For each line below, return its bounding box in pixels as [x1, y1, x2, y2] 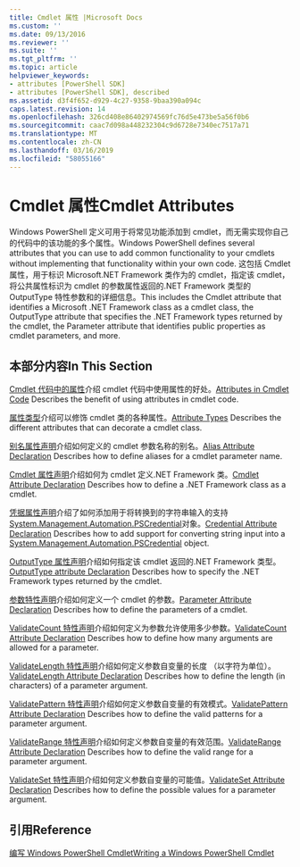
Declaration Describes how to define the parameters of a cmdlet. [9, 604, 248, 615]
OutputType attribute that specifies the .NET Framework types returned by [9, 312, 283, 322]
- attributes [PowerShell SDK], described [9, 88, 170, 96]
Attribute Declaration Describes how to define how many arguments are [9, 633, 273, 644]
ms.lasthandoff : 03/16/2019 [9, 146, 114, 154]
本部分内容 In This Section [9, 358, 154, 373]
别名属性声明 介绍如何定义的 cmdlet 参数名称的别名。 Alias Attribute [9, 441, 255, 452]
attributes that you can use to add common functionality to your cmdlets [9, 247, 275, 259]
